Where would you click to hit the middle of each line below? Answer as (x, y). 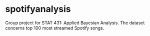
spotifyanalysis (38, 9)
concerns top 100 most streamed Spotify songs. (55, 28)
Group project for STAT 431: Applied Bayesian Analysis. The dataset (75, 23)
